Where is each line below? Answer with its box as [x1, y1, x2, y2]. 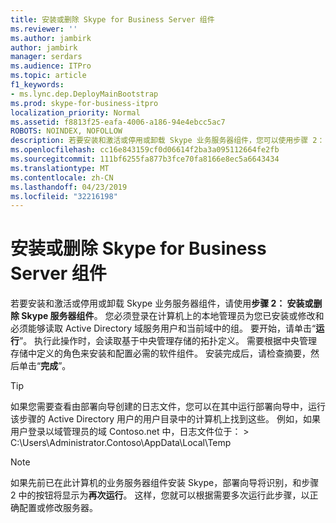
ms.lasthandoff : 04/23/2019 [10, 182, 128, 192]
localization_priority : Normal [10, 107, 141, 118]
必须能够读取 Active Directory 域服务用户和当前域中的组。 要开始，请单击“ [10, 322, 317, 335]
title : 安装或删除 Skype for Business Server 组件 [10, 14, 215, 25]
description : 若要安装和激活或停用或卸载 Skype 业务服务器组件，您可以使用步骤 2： [10, 136, 325, 146]
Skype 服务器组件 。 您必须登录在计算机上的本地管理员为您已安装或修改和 [21, 310, 325, 322]
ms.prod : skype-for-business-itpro [10, 98, 159, 108]
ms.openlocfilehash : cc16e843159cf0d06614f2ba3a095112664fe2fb [10, 145, 280, 155]
